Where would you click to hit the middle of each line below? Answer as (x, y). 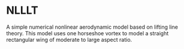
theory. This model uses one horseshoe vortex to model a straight (88, 33)
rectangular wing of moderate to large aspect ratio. (69, 39)
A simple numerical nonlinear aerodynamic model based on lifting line (92, 27)
